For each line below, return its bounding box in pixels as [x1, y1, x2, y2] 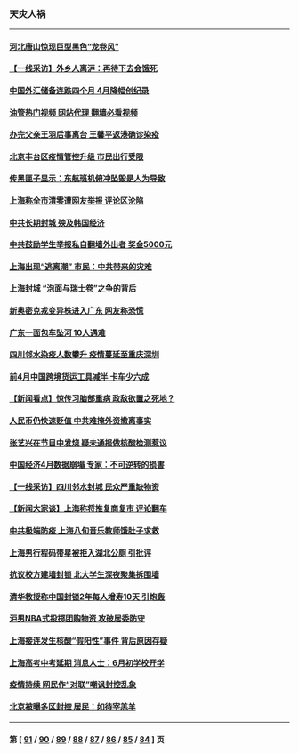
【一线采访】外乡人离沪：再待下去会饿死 [9, 63, 158, 74]
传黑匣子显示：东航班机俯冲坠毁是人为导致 [9, 173, 166, 184]
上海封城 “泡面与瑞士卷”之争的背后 [9, 283, 137, 294]
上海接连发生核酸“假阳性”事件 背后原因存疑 [9, 635, 168, 645]
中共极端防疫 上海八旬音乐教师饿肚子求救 [9, 525, 160, 535]
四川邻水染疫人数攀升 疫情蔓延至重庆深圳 [9, 349, 160, 360]
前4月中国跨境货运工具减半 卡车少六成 [9, 371, 149, 381]
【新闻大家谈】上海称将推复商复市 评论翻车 [9, 503, 167, 514]
